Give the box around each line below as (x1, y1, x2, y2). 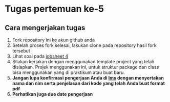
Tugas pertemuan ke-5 (5, 3, 104, 15)
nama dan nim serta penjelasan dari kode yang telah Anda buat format (12, 80, 165, 86)
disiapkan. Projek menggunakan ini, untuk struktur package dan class (12, 64, 159, 70)
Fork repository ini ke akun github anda (12, 37, 95, 43)
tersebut (12, 48, 30, 54)
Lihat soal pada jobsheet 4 (12, 53, 69, 59)
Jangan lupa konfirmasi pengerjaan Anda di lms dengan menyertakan (12, 75, 164, 81)
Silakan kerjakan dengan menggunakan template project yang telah (12, 59, 155, 64)
